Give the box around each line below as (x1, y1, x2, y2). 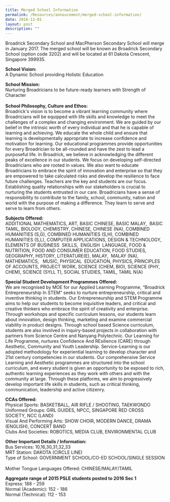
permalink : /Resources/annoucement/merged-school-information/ (5, 12, 142, 17)
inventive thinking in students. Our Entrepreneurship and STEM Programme (5, 295, 162, 301)
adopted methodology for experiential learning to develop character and (5, 349, 156, 355)
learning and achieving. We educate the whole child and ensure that (5, 130, 148, 136)
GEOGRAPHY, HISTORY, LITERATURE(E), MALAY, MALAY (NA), (5, 253, 139, 259)
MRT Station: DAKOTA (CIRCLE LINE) (5, 449, 83, 455)
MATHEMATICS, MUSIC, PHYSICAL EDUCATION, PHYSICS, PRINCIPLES (5, 258, 160, 264)
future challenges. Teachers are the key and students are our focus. (5, 178, 147, 185)
